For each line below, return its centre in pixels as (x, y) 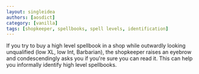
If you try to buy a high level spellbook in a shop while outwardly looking (96, 46)
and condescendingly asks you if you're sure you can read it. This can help (99, 58)
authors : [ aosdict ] (31, 17)
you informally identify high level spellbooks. (62, 65)
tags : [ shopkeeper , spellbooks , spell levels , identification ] (87, 29)
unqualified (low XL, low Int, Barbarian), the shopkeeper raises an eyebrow (99, 52)
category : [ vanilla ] (32, 23)
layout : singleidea (31, 12)
